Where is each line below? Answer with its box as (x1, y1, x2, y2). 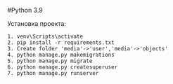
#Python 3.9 (7, 6, 44, 14)
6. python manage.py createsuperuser (7, 64, 118, 71)
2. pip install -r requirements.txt (7, 39, 115, 46)
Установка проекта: (7, 20, 67, 27)
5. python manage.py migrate (7, 57, 93, 64)
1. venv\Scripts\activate (7, 33, 83, 40)
